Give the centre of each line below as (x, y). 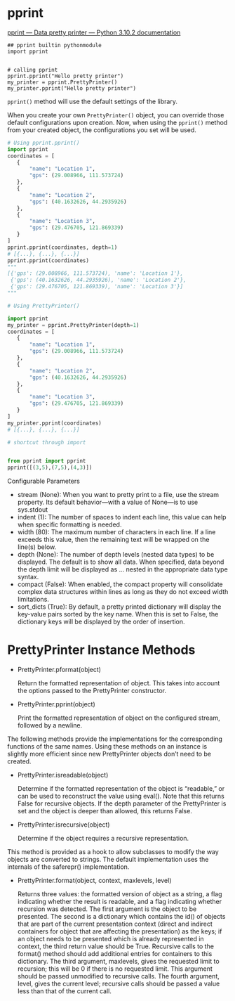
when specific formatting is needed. (69, 524)
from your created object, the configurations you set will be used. (102, 130)
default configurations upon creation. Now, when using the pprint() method (117, 122)
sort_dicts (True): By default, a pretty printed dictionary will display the (119, 607)
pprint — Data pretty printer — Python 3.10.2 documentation (94, 32)
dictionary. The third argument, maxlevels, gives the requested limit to (118, 962)
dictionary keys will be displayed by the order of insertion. (101, 622)
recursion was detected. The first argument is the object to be (107, 909)
